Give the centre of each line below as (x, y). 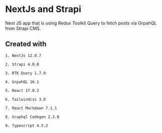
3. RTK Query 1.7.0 (26, 73)
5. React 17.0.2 (22, 90)
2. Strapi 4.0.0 (22, 64)
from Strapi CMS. (23, 28)
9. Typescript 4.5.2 (27, 125)
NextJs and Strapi (43, 9)
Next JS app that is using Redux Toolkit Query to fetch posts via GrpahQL (81, 23)
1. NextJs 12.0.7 (23, 55)
